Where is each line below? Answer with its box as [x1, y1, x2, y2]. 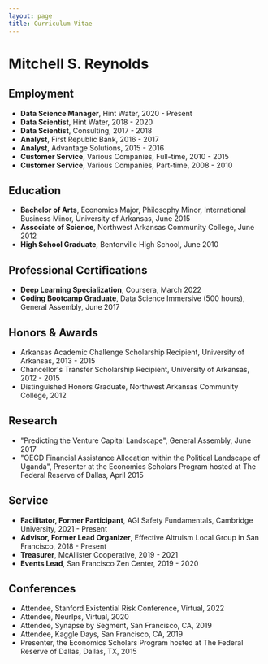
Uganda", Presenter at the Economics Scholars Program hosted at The [19, 461, 257, 471]
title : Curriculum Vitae [8, 20, 93, 28]
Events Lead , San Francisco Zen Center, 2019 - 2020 [19, 558, 199, 568]
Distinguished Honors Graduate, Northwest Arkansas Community [19, 381, 239, 391]
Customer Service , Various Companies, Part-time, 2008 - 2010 [19, 160, 233, 170]
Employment [8, 87, 75, 101]
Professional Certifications [8, 263, 148, 277]
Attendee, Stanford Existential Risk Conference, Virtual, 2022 [19, 603, 225, 614]
